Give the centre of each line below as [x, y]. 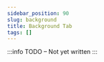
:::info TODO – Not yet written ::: [52, 52]
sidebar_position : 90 [38, 13]
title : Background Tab [40, 26]
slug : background [32, 20]
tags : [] [20, 32]
